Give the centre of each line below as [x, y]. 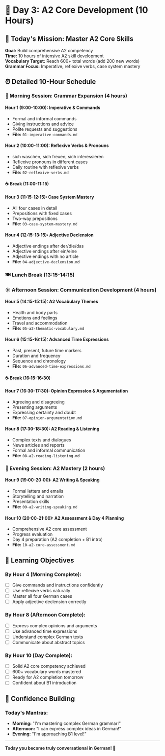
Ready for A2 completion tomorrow [48, 677]
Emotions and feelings [35, 318]
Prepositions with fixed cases [42, 213]
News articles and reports [38, 445]
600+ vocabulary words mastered [47, 672]
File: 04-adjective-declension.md [46, 261]
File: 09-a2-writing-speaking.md [45, 507]
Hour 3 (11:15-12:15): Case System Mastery [50, 197]
